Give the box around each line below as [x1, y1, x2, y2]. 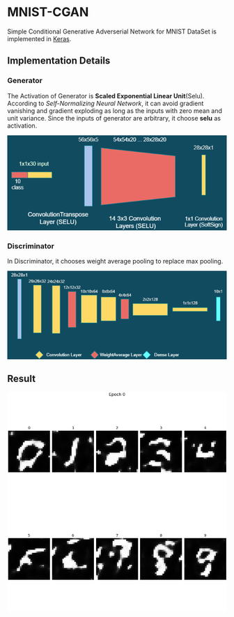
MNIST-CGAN [7, 4, 89, 20]
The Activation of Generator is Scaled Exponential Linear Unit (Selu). [7, 91, 205, 100]
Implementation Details [7, 55, 111, 67]
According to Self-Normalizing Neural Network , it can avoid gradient [7, 99, 204, 107]
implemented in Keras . [7, 34, 72, 43]
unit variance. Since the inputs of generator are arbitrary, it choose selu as [7, 114, 221, 122]
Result [7, 373, 36, 385]
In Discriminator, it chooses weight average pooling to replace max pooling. [7, 257, 224, 266]
